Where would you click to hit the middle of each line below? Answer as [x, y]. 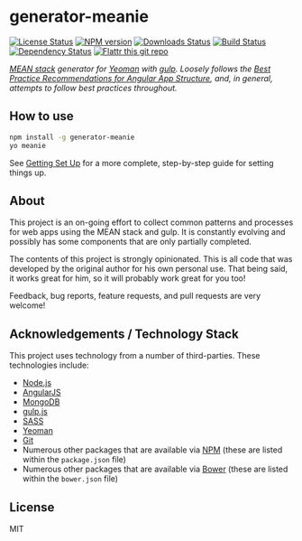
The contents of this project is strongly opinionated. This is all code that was [151, 259]
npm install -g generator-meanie [72, 137]
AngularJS [41, 392]
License [32, 507]
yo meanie [28, 145]
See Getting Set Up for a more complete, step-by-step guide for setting [142, 163]
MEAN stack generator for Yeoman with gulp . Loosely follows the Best [140, 69]
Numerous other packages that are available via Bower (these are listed [155, 469]
